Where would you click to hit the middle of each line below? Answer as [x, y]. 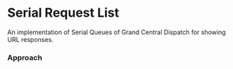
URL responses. [31, 39]
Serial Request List [64, 13]
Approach [25, 57]
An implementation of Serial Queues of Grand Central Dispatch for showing [116, 32]
